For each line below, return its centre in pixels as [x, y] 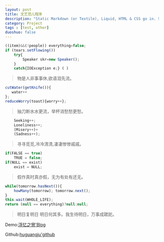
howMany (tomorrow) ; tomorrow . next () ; [52, 191]
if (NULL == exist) [24, 162]
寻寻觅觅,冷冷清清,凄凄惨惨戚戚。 [50, 144]
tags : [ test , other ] [27, 28]
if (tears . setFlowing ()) [30, 50]
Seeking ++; [25, 120]
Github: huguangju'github [30, 235]
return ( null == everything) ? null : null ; [47, 204]
